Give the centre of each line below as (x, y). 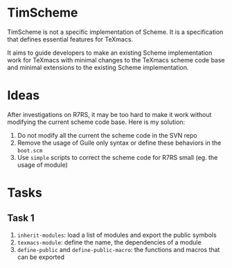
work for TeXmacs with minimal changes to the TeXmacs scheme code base (116, 60)
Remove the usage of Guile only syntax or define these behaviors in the (119, 143)
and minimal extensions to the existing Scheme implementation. (98, 67)
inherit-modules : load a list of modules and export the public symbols (117, 235)
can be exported (41, 257)
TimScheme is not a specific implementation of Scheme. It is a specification (115, 32)
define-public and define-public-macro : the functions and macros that (118, 249)
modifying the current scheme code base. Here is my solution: (96, 122)
